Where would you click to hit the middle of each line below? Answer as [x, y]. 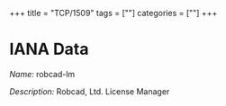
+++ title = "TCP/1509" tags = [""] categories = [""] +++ [113, 13]
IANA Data [49, 49]
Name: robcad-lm [42, 74]
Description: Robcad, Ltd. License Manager [90, 91]
